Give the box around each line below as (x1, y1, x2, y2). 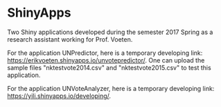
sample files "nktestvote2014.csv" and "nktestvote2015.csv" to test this (7, 63, 211, 72)
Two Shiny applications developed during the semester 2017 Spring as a (7, 28, 213, 36)
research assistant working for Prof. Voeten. (7, 35, 133, 43)
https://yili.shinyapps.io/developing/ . (7, 92, 112, 100)
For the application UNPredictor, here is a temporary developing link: (7, 49, 203, 57)
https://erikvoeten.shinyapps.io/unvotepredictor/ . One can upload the (7, 56, 205, 64)
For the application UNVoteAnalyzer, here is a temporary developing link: (7, 84, 215, 92)
